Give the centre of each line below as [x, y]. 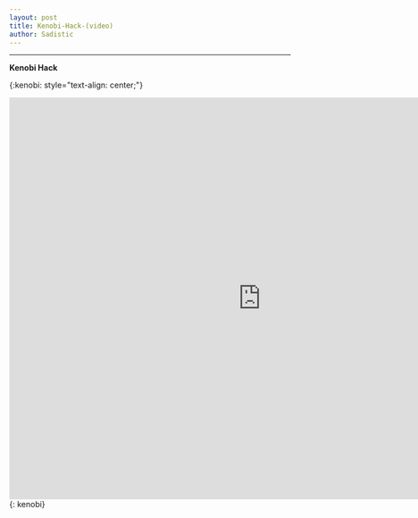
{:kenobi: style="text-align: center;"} [76, 85]
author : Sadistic [42, 34]
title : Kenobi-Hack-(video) [62, 26]
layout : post [33, 17]
